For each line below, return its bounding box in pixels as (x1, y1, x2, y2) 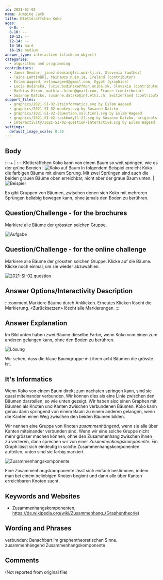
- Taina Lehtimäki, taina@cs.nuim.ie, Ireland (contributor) (9, 75, 136, 80)
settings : (5, 124, 25, 129)
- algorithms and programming (9, 61, 70, 66)
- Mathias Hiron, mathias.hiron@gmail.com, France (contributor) (9, 88, 145, 93)
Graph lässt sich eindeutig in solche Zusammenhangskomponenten (5, 444, 140, 449)
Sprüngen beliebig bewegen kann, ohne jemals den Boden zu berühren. (5, 195, 149, 201)
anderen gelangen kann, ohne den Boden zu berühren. (5, 337, 115, 343)
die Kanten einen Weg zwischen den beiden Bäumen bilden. (5, 414, 125, 420)
